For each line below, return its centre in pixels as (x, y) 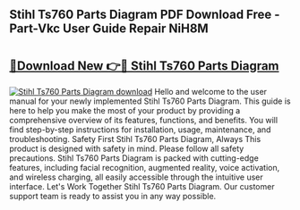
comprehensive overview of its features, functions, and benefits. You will (144, 120)
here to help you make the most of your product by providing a (125, 110)
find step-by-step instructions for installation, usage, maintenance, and (140, 130)
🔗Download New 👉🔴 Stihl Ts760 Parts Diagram (144, 66)
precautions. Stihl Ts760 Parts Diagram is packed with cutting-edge (134, 158)
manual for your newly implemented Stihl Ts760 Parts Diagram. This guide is (150, 101)
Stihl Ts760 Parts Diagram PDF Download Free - (145, 15)
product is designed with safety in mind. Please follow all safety (127, 148)
